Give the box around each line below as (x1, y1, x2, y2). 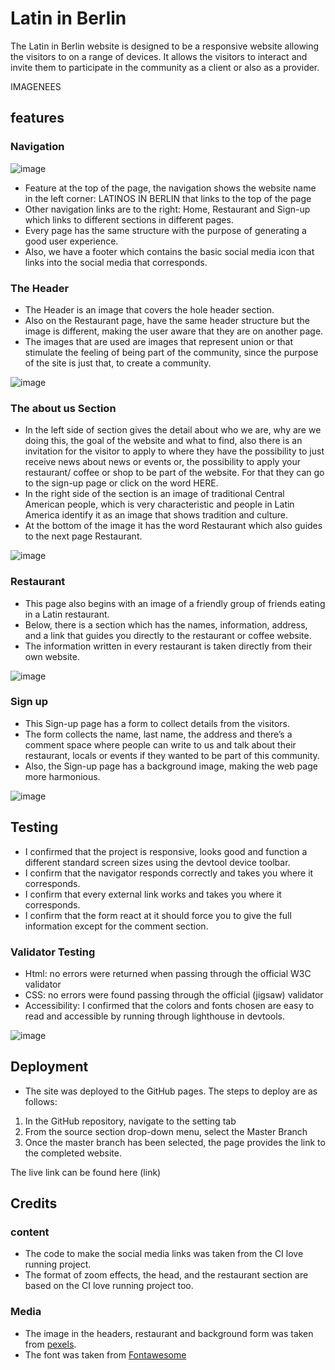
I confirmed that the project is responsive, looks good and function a (24, 845, 308, 857)
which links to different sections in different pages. (24, 213, 234, 226)
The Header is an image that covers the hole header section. (24, 303, 275, 316)
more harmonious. (24, 770, 101, 782)
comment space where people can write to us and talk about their (24, 738, 297, 751)
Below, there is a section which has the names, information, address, (24, 618, 308, 631)
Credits (10, 1195, 58, 1212)
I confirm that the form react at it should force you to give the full (24, 909, 292, 921)
